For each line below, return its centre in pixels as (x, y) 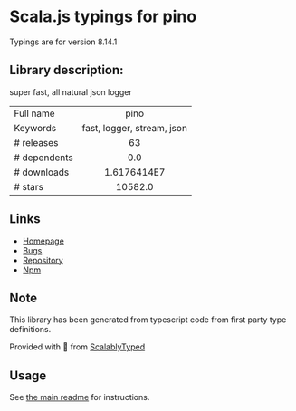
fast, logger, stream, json (135, 128)
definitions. (30, 330)
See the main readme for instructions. (80, 397)
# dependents (44, 158)
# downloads (42, 172)
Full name (35, 113)
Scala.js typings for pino (103, 17)
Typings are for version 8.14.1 (63, 42)
